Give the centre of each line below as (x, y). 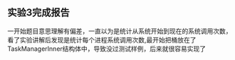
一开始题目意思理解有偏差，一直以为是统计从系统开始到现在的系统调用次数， (120, 31)
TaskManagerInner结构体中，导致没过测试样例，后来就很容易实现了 (107, 49)
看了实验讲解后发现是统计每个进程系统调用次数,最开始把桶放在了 (102, 40)
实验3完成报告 (38, 13)
